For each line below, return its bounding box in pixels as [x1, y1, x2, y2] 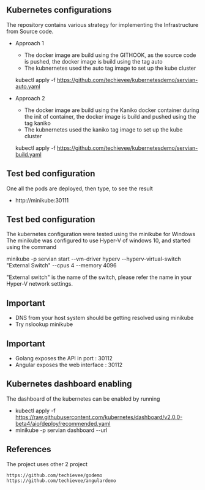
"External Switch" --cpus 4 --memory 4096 [6, 262, 117, 269]
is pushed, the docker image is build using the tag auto [24, 58, 163, 65]
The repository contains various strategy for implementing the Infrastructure [6, 21, 199, 28]
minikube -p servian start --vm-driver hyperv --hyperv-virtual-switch [6, 255, 181, 262]
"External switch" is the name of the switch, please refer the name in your [6, 273, 192, 281]
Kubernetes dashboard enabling [6, 379, 133, 389]
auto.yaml [15, 83, 41, 90]
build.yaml [15, 150, 42, 158]
